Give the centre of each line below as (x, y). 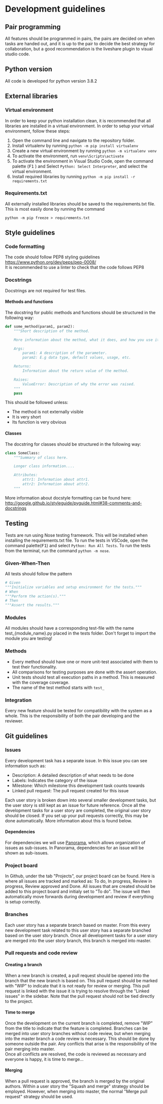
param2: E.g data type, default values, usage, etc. (77, 358)
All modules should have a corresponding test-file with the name (70, 628)
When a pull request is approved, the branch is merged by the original (75, 1081)
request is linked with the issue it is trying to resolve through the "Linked (77, 991)
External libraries (32, 96)
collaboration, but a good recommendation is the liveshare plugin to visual (79, 49)
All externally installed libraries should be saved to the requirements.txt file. (80, 204)
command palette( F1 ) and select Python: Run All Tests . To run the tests (78, 545)
